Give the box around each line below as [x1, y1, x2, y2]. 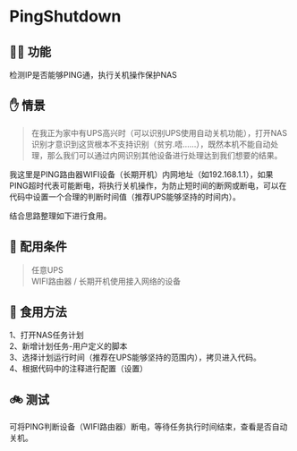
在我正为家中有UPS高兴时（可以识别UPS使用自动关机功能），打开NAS [30, 127, 288, 138]
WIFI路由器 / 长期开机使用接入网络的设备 [30, 276, 182, 286]
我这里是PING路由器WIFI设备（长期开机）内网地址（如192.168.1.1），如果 [9, 168, 274, 180]
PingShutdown [9, 6, 122, 27]
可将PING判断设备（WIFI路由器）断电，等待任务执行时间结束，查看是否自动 [9, 421, 288, 432]
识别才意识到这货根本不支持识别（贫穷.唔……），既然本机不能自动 [30, 139, 271, 149]
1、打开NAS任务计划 [9, 329, 84, 341]
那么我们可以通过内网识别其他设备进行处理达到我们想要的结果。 [47, 149, 283, 160]
